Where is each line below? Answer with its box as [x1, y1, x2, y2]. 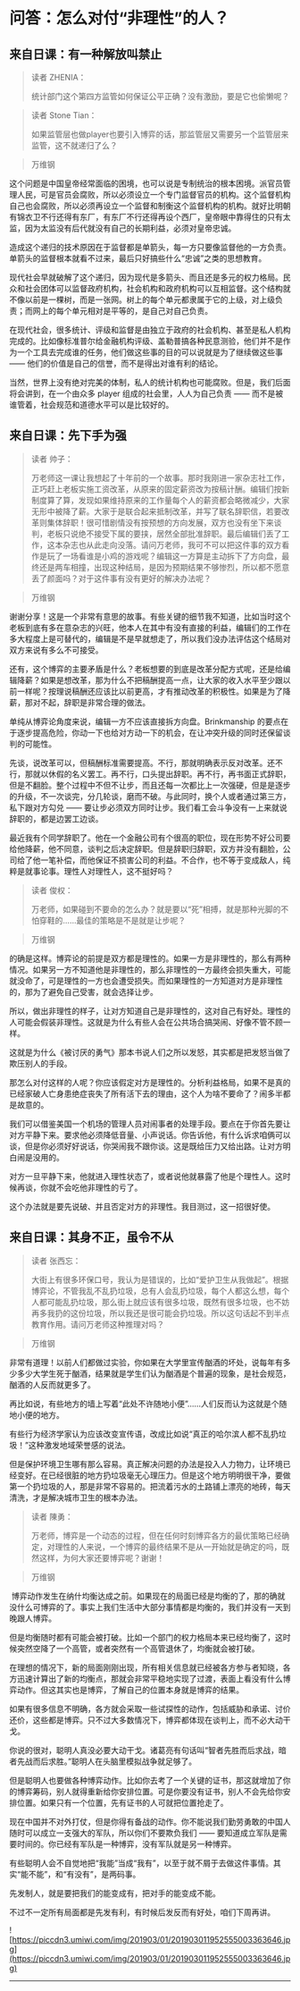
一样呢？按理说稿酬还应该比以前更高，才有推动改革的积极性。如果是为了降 [16, 686, 291, 696]
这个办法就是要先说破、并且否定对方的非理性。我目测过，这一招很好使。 [9, 1201, 275, 1211]
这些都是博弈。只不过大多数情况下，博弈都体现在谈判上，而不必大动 [32, 1714, 283, 1725]
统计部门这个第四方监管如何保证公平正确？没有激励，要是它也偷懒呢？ [30, 91, 290, 101]
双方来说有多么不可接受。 [9, 645, 104, 655]
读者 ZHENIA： [30, 72, 87, 82]
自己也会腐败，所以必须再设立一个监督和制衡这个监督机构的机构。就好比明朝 [9, 200, 291, 211]
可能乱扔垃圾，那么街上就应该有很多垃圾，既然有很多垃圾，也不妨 [46, 1296, 290, 1307]
